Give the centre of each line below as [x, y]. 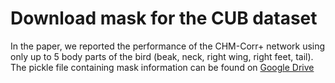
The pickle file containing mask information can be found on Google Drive [162, 67]
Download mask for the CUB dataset [164, 18]
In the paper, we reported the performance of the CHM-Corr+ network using [168, 46]
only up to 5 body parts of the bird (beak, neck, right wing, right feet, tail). [162, 56]
